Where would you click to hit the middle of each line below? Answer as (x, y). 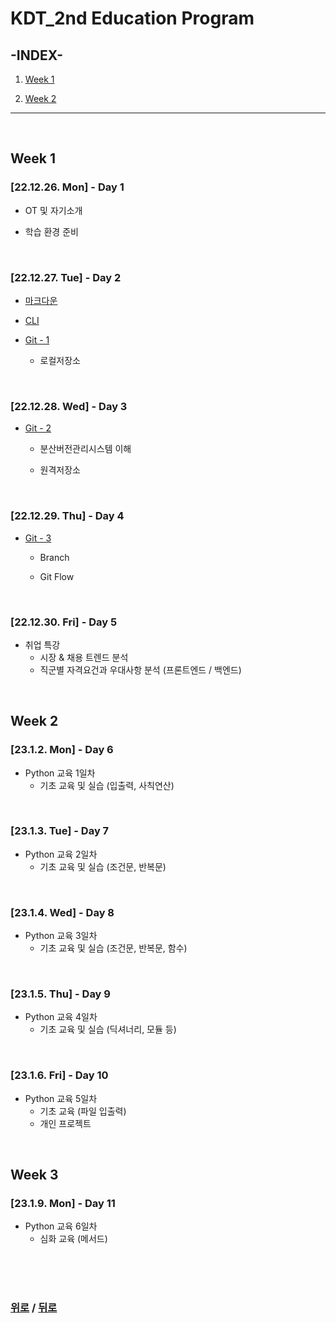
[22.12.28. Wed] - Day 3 (69, 406)
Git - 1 (37, 339)
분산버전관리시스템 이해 (85, 449)
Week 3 (34, 1175)
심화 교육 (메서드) (73, 1239)
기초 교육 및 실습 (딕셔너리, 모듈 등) (108, 1029)
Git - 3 (38, 538)
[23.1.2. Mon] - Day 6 (62, 750)
